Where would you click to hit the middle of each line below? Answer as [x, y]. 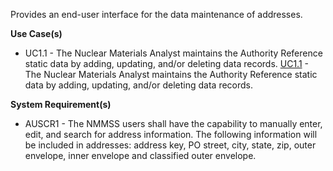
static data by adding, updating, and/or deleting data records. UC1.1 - [166, 63]
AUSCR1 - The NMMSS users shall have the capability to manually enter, [173, 123]
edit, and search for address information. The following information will [171, 134]
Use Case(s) [36, 33]
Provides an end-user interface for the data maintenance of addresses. [156, 14]
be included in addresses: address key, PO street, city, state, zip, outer [170, 145]
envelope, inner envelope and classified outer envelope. [140, 155]
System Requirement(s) [61, 104]
